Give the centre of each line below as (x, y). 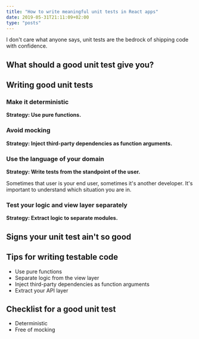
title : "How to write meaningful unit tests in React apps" (83, 12)
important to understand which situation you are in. (69, 190)
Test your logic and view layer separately (67, 205)
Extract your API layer (41, 290)
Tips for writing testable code (62, 257)
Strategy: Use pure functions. (44, 115)
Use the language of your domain (55, 158)
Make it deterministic (38, 102)
